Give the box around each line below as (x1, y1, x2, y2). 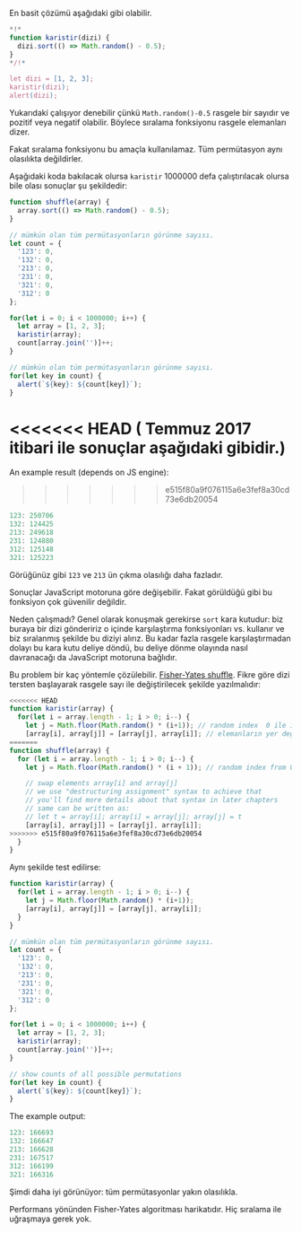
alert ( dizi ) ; (9, 92, 58, 101)
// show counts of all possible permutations (9, 1070, 182, 1079)
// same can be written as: (25, 804, 130, 813)
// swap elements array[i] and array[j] (25, 779, 178, 788)
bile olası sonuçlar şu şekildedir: (9, 180, 128, 191)
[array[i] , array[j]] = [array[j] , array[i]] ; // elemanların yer (25, 730, 279, 739)
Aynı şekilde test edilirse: (9, 861, 101, 873)
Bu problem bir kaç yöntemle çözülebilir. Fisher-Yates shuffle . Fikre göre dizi (9, 669, 290, 680)
